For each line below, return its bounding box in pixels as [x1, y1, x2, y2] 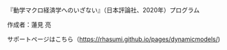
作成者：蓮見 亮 [7, 21, 52, 29]
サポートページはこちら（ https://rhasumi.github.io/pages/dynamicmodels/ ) [7, 35, 221, 43]
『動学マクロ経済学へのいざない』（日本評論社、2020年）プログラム [7, 6, 200, 14]
